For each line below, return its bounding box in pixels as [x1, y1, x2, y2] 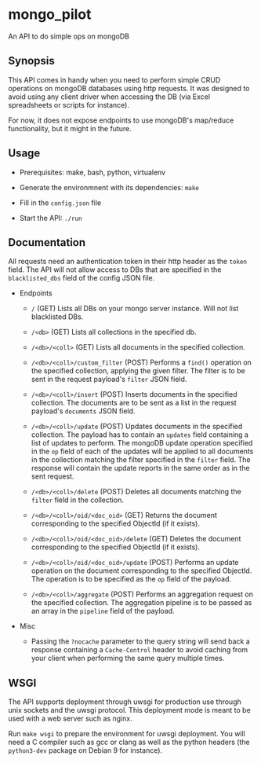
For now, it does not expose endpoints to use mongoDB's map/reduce [8, 116, 234, 125]
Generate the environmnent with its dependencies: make [19, 182, 200, 192]
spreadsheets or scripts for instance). [8, 100, 129, 109]
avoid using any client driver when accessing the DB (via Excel [8, 92, 210, 101]
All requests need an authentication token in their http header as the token [8, 257, 247, 266]
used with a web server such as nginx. [8, 713, 132, 724]
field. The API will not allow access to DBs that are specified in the [8, 265, 222, 274]
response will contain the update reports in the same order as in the [31, 464, 250, 473]
